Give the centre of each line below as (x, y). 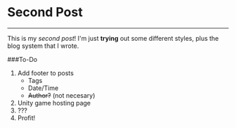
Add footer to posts (45, 73)
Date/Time (43, 88)
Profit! (26, 117)
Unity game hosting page (54, 103)
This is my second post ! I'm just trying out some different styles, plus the (113, 38)
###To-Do (22, 59)
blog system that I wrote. (43, 46)
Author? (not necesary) (61, 95)
